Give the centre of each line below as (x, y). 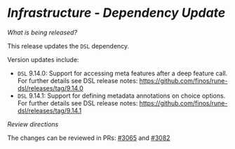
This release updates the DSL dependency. (68, 46)
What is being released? (42, 32)
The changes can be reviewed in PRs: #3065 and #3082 (89, 138)
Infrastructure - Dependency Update (116, 13)
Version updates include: (43, 59)
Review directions (33, 124)
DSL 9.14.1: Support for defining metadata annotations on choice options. (121, 96)
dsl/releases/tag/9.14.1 (49, 110)
